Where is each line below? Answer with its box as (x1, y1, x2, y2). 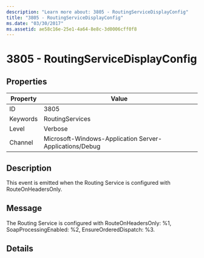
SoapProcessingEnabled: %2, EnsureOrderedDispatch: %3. (6, 226, 155, 233)
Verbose (43, 124, 68, 133)
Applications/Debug (43, 142, 101, 151)
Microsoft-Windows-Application (43, 135, 138, 143)
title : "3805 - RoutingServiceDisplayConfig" (6, 15, 123, 21)
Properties (6, 76, 47, 87)
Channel (9, 138, 33, 147)
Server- (138, 135, 162, 143)
